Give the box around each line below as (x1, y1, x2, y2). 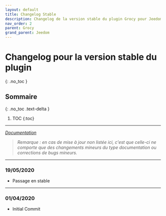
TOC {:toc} (12, 115, 35, 121)
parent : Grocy (5, 26, 35, 31)
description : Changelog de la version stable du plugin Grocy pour (5, 16, 147, 21)
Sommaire (5, 92, 38, 101)
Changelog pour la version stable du (5, 51, 157, 63)
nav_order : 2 (5, 21, 32, 26)
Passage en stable (12, 178, 50, 184)
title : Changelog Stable (5, 12, 56, 17)
